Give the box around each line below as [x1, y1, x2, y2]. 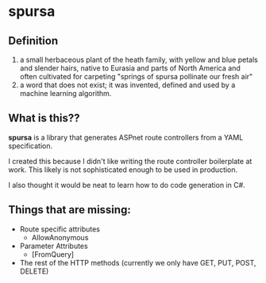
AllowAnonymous [31, 232, 89, 242]
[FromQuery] [31, 249, 74, 259]
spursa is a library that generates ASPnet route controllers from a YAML [8, 132, 244, 142]
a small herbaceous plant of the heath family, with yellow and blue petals [19, 55, 258, 64]
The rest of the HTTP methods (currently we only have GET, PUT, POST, [19, 258, 256, 267]
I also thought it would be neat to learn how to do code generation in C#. [8, 180, 246, 189]
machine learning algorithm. [19, 89, 112, 98]
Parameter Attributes [19, 241, 89, 250]
